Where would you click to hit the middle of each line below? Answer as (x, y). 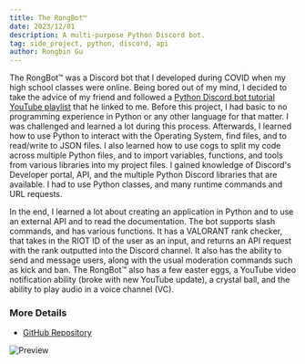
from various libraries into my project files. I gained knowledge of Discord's (150, 165)
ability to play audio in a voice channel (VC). (92, 289)
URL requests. (36, 194)
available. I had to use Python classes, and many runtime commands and (146, 184)
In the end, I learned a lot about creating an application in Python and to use (152, 212)
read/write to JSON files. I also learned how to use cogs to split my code (145, 146)
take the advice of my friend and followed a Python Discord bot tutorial (142, 98)
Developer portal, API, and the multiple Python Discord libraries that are (143, 175)
